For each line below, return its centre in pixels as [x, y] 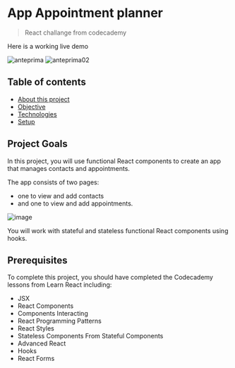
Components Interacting [53, 314]
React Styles [36, 328]
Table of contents [47, 82]
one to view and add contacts [61, 196]
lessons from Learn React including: [60, 285]
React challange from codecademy [76, 32]
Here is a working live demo [48, 46]
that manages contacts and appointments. [69, 168]
